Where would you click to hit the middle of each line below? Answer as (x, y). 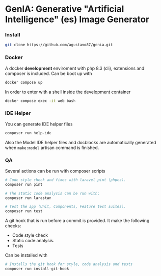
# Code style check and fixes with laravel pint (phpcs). (66, 180)
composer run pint (24, 184)
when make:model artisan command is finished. (52, 148)
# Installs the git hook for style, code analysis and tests (69, 264)
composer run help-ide (28, 133)
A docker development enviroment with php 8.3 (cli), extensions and (75, 68)
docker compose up (24, 82)
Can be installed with (26, 255)
